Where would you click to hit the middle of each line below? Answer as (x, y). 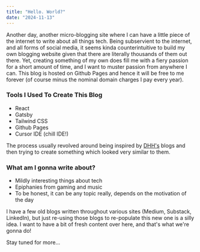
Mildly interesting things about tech (59, 181)
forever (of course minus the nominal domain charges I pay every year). (95, 80)
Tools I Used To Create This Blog (54, 95)
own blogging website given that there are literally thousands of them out (97, 54)
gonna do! (19, 231)
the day (24, 200)
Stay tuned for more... (33, 242)
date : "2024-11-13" (31, 17)
